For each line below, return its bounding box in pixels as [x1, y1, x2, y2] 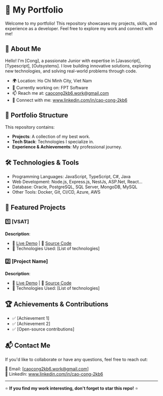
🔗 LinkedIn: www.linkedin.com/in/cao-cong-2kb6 [5, 371, 103, 377]
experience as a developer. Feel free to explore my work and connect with [5, 25, 153, 31]
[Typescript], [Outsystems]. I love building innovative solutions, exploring [5, 63, 151, 68]
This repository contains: [5, 124, 55, 130]
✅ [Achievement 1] [12, 315, 49, 321]
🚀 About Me [5, 45, 41, 53]
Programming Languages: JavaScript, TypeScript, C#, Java [12, 174, 131, 180]
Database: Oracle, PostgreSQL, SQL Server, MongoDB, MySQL [12, 184, 138, 190]
